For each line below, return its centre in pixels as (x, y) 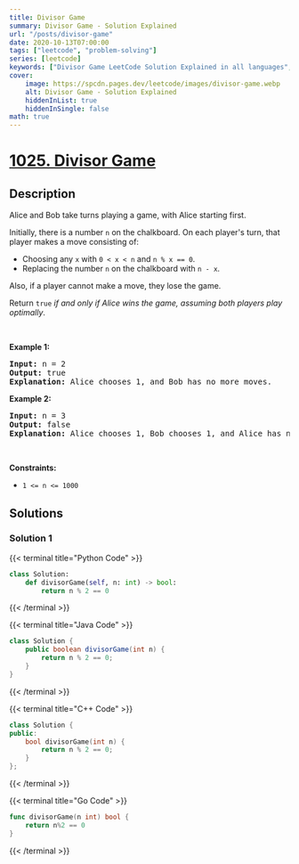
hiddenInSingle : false (67, 109)
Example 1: (30, 347)
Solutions (36, 513)
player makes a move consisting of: (74, 242)
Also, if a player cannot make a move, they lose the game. (115, 286)
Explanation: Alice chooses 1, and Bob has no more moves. (141, 382)
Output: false (40, 425)
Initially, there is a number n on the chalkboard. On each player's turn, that (145, 232)
